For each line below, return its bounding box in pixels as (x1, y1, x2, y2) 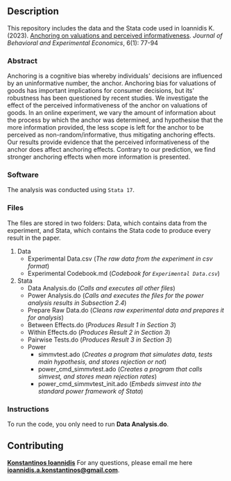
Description (7, 6, 59, 17)
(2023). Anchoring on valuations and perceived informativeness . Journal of (7, 31, 223, 40)
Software (7, 170, 40, 180)
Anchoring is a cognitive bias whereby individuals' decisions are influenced (7, 72, 223, 80)
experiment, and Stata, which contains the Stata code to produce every (7, 226, 212, 234)
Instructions (7, 404, 50, 414)
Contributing (7, 440, 64, 452)
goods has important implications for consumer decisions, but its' (7, 87, 195, 95)
